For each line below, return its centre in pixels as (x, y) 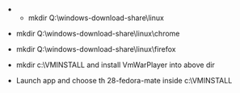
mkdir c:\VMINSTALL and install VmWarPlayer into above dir (116, 65)
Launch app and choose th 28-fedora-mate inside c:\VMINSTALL (124, 80)
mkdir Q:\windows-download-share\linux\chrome (98, 34)
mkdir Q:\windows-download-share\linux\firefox (96, 49)
